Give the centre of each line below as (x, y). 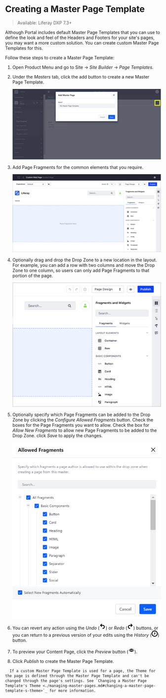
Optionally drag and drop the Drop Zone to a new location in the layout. (84, 260)
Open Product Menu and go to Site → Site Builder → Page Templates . (83, 67)
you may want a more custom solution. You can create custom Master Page (82, 42)
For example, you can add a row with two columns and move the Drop (83, 265)
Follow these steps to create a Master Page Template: (60, 57)
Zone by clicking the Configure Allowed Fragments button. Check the (83, 420)
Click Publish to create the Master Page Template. (63, 661)
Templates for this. (24, 48)
